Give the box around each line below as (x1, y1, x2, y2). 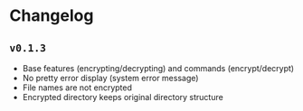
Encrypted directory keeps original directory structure (22, 92, 223, 102)
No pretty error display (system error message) (22, 73, 199, 83)
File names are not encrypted (22, 82, 133, 93)
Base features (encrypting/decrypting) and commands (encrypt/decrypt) (22, 63, 295, 73)
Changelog (9, 5, 94, 26)
